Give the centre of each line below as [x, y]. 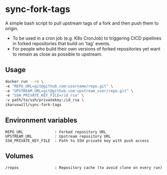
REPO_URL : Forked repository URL [56, 132]
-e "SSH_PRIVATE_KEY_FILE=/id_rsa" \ [45, 96]
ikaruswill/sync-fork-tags [33, 105]
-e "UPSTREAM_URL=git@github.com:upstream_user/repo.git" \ [69, 91]
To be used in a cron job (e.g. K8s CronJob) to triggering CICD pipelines [87, 38]
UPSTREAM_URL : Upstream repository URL [58, 136]
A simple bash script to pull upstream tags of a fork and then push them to [82, 23]
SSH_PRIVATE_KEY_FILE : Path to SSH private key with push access [77, 141]
